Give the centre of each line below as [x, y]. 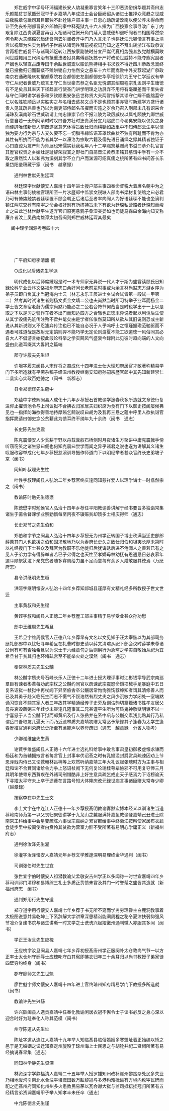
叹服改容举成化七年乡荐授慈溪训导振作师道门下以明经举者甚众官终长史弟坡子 [84, 452]
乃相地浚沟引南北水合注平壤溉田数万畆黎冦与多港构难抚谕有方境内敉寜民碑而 [84, 1080]
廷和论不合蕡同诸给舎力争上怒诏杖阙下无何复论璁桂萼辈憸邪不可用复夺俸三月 [84, 768]
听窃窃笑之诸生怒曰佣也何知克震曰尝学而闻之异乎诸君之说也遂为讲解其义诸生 [84, 446]
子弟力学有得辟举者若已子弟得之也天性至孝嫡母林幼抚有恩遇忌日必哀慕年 [89, 554]
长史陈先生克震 [29, 429]
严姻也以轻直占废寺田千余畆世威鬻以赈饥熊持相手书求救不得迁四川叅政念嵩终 [84, 64]
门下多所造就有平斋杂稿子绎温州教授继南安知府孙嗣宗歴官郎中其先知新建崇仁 [84, 372]
